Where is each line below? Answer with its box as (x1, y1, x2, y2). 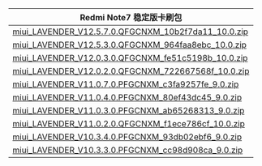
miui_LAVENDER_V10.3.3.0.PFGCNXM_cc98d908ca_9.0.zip (12, 145, 243, 155)
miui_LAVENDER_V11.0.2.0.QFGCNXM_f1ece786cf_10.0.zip (12, 118, 245, 129)
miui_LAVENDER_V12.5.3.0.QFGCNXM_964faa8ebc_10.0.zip (12, 40, 247, 50)
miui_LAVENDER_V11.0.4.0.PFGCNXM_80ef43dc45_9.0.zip (12, 92, 242, 103)
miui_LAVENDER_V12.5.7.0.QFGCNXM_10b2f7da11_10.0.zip (12, 26, 249, 37)
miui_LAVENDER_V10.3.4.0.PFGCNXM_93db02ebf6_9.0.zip (12, 131, 243, 143)
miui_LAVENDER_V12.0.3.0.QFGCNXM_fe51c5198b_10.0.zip (12, 53, 248, 63)
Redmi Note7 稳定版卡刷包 (79, 12, 183, 23)
